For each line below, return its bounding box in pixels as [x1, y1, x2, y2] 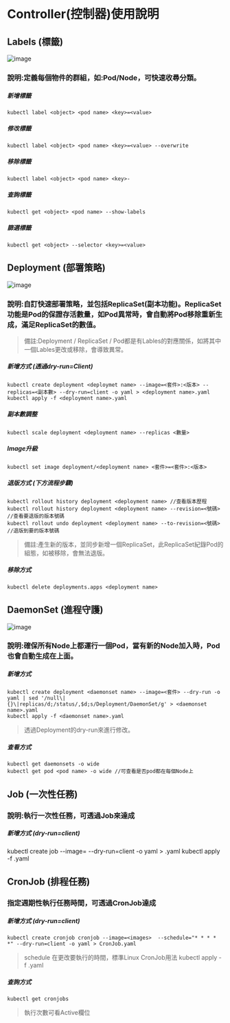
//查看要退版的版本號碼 [7, 512, 65, 520]
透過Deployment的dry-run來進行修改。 [23, 726, 134, 734]
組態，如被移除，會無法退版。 [23, 549, 108, 557]
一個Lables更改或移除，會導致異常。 [23, 345, 128, 353]
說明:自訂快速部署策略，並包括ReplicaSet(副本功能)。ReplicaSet [7, 299, 222, 308]
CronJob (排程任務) [7, 876, 91, 888]
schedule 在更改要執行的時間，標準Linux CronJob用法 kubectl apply [23, 953, 218, 961]
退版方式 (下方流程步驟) [7, 479, 73, 487]
